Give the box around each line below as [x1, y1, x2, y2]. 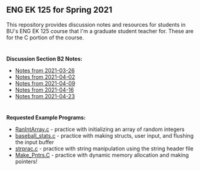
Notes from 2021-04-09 [15, 80, 76, 87]
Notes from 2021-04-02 [15, 73, 76, 81]
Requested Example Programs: [6, 114, 86, 121]
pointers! [15, 158, 38, 166]
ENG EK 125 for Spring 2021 [6, 5, 113, 15]
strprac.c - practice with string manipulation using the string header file [15, 145, 194, 152]
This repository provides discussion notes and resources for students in [6, 21, 186, 28]
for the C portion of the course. [6, 33, 84, 41]
